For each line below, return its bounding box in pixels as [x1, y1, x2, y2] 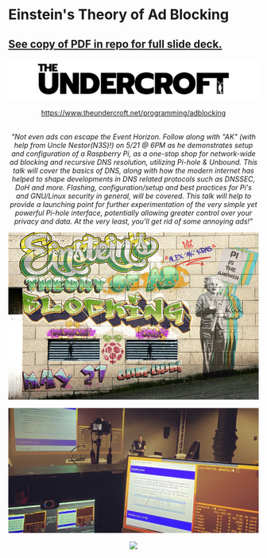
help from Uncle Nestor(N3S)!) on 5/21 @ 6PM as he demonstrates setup [14, 141, 253, 150]
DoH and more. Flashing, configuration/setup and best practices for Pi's [14, 183, 253, 193]
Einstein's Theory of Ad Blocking [8, 6, 229, 24]
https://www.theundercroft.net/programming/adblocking [41, 108, 226, 118]
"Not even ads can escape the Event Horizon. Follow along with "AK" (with [10, 132, 257, 142]
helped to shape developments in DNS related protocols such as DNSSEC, [11, 174, 256, 184]
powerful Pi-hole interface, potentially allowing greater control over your [14, 209, 253, 218]
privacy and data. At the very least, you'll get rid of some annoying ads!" [14, 217, 253, 226]
